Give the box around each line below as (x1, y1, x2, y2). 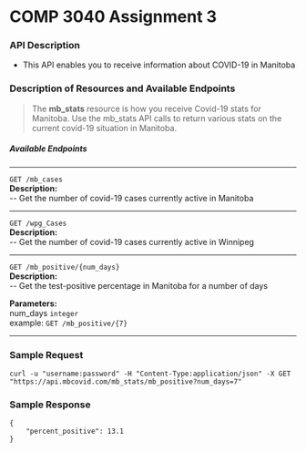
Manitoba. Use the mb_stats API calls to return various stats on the (31, 112, 282, 124)
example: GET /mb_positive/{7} (9, 317, 127, 328)
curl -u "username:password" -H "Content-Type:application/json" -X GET (9, 369, 291, 379)
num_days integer (9, 307, 79, 318)
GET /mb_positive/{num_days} (9, 262, 120, 272)
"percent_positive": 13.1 (25, 426, 125, 437)
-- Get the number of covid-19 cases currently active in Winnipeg (9, 236, 255, 247)
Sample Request (9, 348, 84, 361)
